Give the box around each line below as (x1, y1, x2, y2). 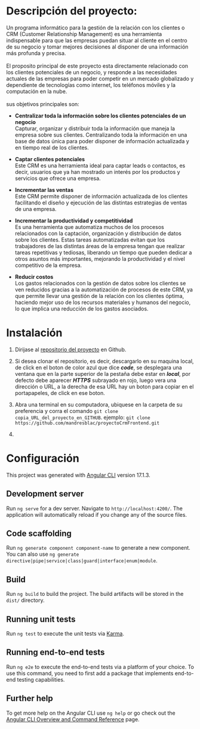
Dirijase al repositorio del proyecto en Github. (14, 346, 127, 353)
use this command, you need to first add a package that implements (6, 670, 174, 677)
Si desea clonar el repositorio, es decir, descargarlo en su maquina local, (14, 357, 194, 365)
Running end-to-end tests (6, 647, 105, 658)
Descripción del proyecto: (6, 4, 137, 18)
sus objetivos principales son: (6, 100, 79, 107)
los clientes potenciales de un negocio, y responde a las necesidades (6, 68, 177, 76)
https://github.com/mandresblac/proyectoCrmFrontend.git (14, 420, 160, 426)
